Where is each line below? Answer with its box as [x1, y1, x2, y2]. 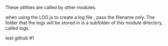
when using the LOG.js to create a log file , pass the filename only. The [5, 14, 155, 20]
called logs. [5, 25, 30, 31]
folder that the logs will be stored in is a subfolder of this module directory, [5, 20, 163, 26]
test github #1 [5, 35, 34, 41]
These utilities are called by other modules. [5, 5, 97, 10]
